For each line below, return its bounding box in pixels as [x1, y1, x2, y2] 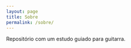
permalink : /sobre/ [6, 19, 54, 25]
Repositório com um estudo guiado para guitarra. [6, 36, 126, 43]
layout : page [6, 8, 38, 15]
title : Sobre [6, 14, 38, 20]
